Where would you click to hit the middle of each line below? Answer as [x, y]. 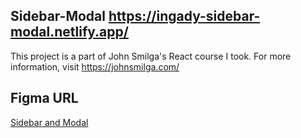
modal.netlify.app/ [69, 32]
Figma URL [44, 98]
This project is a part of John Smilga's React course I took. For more [151, 56]
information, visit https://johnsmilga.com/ [95, 66]
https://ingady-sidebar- [184, 16]
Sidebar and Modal [49, 122]
